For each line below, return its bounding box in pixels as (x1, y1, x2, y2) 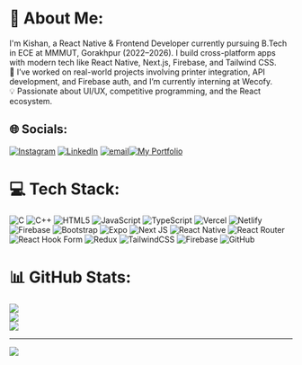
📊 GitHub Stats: (9, 267, 132, 287)
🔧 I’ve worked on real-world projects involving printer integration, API (9, 67, 265, 77)
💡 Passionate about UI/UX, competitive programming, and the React (9, 85, 262, 96)
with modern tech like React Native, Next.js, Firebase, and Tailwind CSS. (9, 57, 277, 67)
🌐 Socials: (9, 121, 68, 138)
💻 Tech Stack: (9, 179, 120, 199)
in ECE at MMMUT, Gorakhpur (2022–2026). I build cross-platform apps (9, 47, 276, 58)
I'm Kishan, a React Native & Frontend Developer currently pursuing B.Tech (9, 38, 288, 49)
